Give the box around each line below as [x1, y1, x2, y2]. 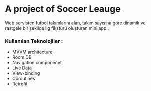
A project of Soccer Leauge [5, 3, 121, 15]
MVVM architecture [12, 49, 53, 55]
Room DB [12, 54, 32, 60]
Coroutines [12, 76, 35, 82]
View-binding [12, 70, 40, 76]
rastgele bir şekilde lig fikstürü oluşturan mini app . [5, 25, 109, 31]
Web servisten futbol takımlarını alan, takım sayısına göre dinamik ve [5, 20, 146, 26]
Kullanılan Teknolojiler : [5, 37, 63, 44]
